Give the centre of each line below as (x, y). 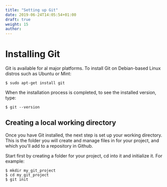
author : (14, 29)
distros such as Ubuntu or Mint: (38, 74)
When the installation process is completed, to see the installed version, (81, 93)
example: (15, 161)
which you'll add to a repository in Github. (49, 146)
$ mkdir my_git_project (31, 170)
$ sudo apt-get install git (35, 83)
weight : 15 (17, 24)
